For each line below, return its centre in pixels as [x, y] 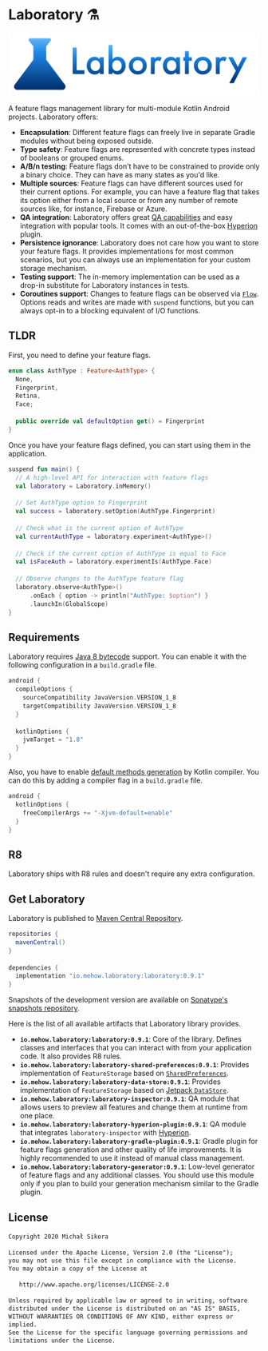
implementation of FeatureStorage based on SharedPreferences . [124, 1074]
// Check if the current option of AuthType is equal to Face [121, 553]
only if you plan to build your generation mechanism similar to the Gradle [139, 1184]
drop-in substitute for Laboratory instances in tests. [104, 285]
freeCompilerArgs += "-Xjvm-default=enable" [98, 813]
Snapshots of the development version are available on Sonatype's [118, 1000]
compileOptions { [44, 689]
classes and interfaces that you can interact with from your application [136, 1048]
